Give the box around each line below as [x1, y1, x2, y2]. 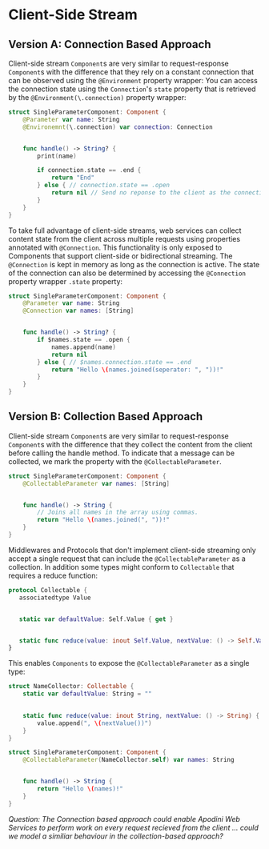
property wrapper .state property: [8, 276, 122, 286]
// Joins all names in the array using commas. [37, 508, 199, 517]
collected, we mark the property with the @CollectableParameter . [8, 456, 222, 466]
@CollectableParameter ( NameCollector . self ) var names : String [22, 756, 235, 764]
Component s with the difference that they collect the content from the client [8, 439, 253, 449]
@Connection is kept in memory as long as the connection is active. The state [8, 259, 260, 269]
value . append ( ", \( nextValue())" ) [37, 719, 152, 727]
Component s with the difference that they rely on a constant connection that [8, 67, 255, 77]
